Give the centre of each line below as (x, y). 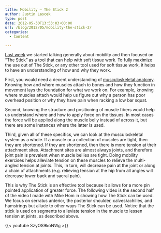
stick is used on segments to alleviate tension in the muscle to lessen (74, 211)
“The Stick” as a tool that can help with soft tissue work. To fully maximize (79, 60)
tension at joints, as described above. (42, 216)
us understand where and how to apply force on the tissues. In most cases (79, 115)
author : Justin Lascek (28, 14)
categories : (17, 32)
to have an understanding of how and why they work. (58, 70)
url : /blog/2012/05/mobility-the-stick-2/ (48, 28)
